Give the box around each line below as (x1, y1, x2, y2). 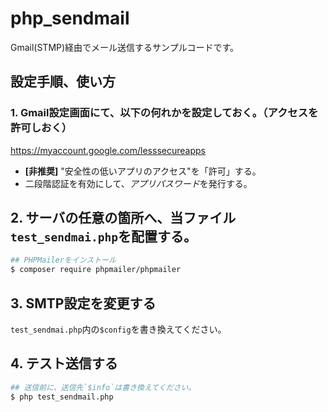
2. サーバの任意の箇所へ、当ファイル (10, 210, 237, 227)
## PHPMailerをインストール (10, 255, 117, 266)
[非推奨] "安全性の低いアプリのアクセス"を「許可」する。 (24, 165, 262, 177)
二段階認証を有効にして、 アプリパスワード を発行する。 (24, 177, 253, 189)
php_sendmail (10, 7, 130, 30)
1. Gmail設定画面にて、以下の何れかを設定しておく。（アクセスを (10, 106, 319, 120)
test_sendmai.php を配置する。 (10, 228, 197, 246)
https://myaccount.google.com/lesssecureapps (10, 144, 206, 156)
